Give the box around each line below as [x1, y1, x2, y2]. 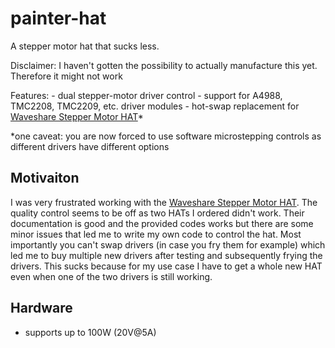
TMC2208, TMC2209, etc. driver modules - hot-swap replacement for [10, 100, 300, 112]
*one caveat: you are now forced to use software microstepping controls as [10, 130, 322, 142]
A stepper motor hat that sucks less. [10, 40, 160, 52]
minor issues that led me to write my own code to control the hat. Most [10, 228, 302, 240]
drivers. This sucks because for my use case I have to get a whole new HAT [10, 260, 323, 272]
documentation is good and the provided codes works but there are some [10, 217, 314, 229]
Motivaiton [10, 170, 80, 187]
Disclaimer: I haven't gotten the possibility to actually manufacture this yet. [10, 59, 318, 71]
